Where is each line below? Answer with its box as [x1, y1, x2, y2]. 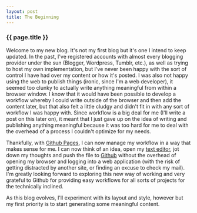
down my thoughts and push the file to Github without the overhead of [6, 151, 176, 158]
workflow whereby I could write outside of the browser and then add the [6, 96, 181, 103]
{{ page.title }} [6, 33, 49, 42]
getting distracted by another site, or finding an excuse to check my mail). [6, 164, 185, 171]
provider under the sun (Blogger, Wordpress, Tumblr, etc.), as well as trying [6, 59, 188, 66]
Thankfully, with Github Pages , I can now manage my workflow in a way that [6, 139, 191, 146]
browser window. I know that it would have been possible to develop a [6, 90, 176, 97]
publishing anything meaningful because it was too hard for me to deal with [6, 121, 189, 129]
